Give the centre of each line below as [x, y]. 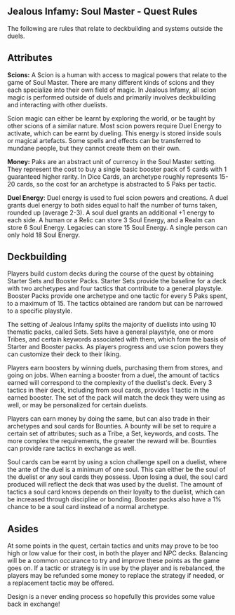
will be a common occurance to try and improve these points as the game [114, 561]
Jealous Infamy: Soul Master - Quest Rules [102, 12]
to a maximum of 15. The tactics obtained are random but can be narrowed [115, 304]
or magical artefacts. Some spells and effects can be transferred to [104, 140]
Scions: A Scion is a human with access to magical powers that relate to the [117, 75]
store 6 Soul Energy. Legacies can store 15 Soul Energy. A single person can [117, 227]
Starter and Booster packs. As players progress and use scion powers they [115, 347]
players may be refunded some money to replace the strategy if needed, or [116, 576]
